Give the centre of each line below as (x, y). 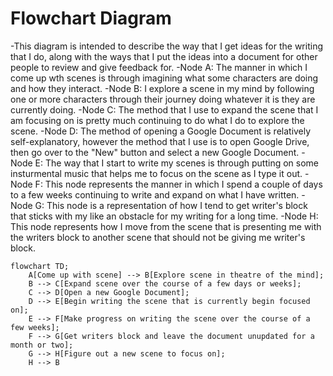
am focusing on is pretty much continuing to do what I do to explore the (157, 120)
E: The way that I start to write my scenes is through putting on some (177, 163)
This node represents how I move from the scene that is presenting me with (166, 226)
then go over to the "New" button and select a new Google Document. (155, 152)
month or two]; (42, 345)
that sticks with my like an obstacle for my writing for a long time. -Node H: (164, 216)
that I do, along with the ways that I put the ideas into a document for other (164, 56)
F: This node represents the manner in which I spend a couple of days (178, 184)
